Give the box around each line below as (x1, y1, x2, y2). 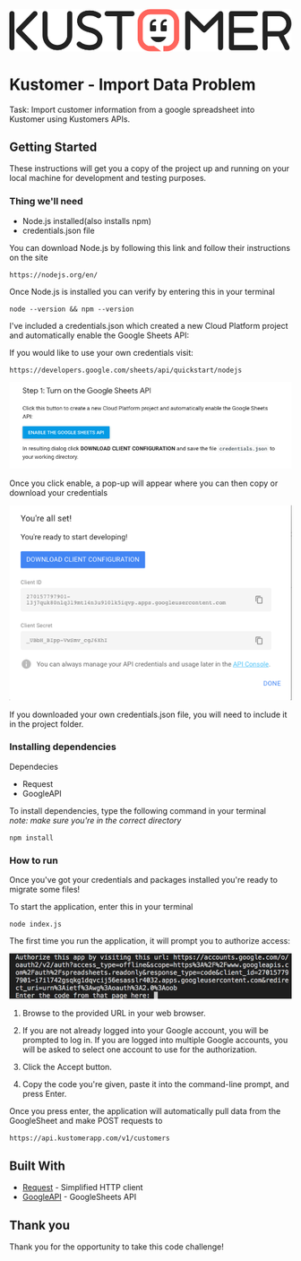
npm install (9, 833, 54, 842)
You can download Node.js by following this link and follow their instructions (9, 242, 291, 253)
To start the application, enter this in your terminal (9, 902, 193, 912)
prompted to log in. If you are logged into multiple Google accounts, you (21, 1035, 288, 1046)
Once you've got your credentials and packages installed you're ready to (9, 875, 278, 885)
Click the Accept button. (21, 1062, 112, 1073)
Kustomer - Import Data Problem (9, 74, 256, 94)
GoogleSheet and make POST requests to (9, 1116, 163, 1127)
